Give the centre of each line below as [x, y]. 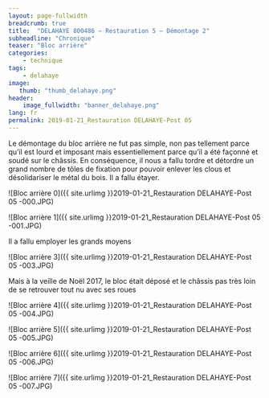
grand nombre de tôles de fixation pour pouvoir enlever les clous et [120, 169]
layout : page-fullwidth [48, 16]
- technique [43, 61]
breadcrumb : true [37, 23]
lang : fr [23, 113]
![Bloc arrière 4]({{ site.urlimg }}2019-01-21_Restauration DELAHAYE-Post [130, 305]
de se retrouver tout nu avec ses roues [72, 289]
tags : [17, 68]
